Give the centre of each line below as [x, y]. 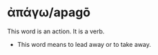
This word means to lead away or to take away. [84, 44]
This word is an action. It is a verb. [56, 31]
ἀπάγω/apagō [49, 13]
